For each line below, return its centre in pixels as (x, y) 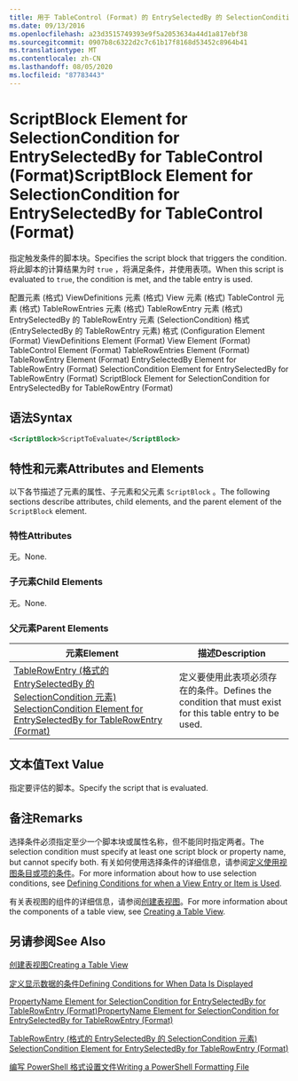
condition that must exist (230, 702)
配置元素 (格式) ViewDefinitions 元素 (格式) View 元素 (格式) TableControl (142, 297)
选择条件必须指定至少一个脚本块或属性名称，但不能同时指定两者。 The (137, 841)
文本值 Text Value (57, 765)
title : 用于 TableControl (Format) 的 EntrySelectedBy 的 (116, 17)
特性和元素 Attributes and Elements (107, 468)
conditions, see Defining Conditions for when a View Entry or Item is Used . (145, 883)
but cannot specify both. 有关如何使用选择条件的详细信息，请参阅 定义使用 (145, 862)
